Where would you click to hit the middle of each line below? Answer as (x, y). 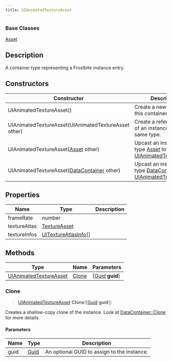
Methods (20, 253)
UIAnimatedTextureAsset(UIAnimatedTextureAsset (69, 125)
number (51, 218)
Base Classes (23, 28)
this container (151, 113)
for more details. (23, 318)
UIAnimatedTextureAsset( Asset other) (54, 149)
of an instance (152, 128)
